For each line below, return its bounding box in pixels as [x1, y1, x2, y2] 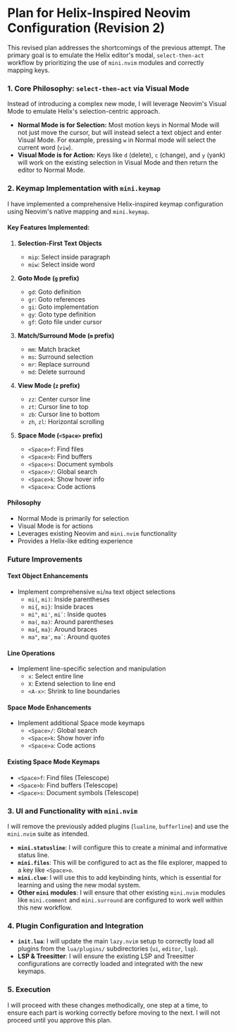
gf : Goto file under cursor [27, 317, 102, 326]
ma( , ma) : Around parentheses [27, 618, 114, 626]
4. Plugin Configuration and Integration [7, 921, 144, 931]
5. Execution [7, 984, 51, 994]
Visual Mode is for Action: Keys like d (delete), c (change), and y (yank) [17, 151, 225, 160]
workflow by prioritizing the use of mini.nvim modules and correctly [7, 58, 204, 66]
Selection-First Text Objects [17, 239, 102, 247]
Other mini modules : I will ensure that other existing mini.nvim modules [17, 888, 225, 897]
